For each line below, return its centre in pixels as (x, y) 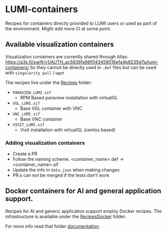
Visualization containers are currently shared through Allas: (67, 56)
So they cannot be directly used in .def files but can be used (93, 67)
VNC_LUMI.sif (26, 114)
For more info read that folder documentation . (53, 226)
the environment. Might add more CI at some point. (58, 28)
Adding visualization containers (45, 143)
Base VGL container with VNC (51, 108)
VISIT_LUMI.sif (29, 125)
